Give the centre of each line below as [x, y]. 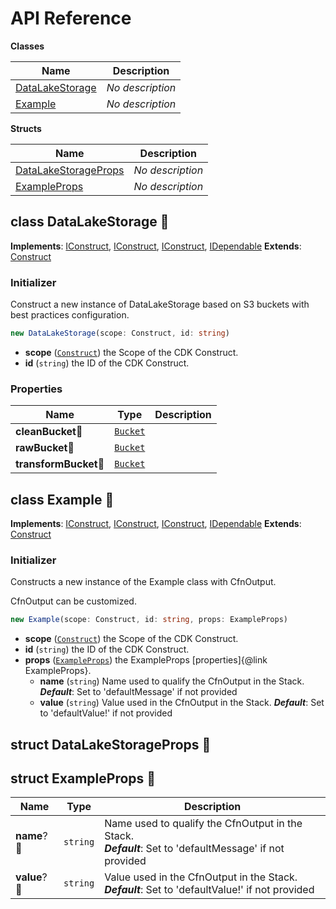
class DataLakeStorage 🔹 [90, 222]
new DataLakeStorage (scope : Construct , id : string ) [120, 333]
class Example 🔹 [62, 499]
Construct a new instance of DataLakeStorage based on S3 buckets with [160, 304]
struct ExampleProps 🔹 [83, 778]
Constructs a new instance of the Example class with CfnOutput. [143, 582]
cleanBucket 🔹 [49, 432]
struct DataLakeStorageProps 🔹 [111, 744]
